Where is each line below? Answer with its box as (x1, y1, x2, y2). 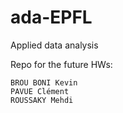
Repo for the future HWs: (10, 58, 113, 70)
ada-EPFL (10, 6, 93, 29)
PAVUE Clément (10, 86, 70, 96)
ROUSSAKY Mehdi (10, 95, 74, 105)
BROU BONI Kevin (10, 77, 78, 88)
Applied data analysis (10, 39, 99, 51)
